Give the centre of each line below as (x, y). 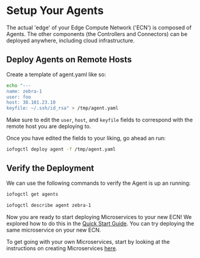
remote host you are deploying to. (49, 126)
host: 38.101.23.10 (31, 102)
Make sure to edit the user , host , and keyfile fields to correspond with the (100, 120)
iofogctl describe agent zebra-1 (49, 205)
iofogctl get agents (33, 194)
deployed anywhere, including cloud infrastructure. (71, 40)
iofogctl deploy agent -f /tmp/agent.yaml (61, 149)
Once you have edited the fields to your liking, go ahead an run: (86, 138)
